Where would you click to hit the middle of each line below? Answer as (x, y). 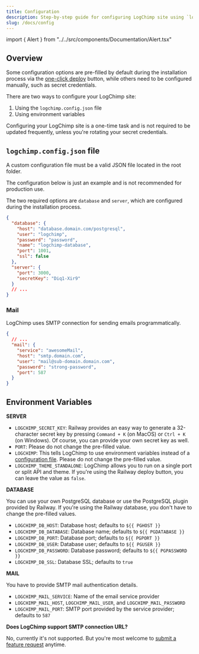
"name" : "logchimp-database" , (54, 245)
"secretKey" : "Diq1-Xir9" (49, 278)
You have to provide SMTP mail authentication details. (72, 585)
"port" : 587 (31, 372)
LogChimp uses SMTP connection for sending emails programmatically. (94, 323)
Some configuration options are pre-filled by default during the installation (97, 72)
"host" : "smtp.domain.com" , (51, 356)
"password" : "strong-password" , (57, 367)
